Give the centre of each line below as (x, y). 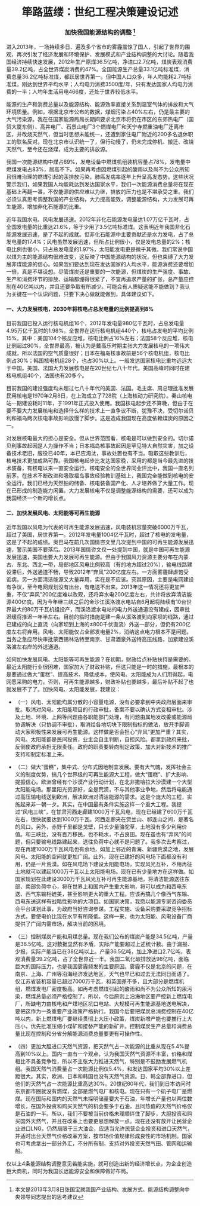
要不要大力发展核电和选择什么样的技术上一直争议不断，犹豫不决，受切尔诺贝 (100, 411)
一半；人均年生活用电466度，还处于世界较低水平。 (79, 91)
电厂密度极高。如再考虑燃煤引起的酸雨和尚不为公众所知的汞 (114, 989)
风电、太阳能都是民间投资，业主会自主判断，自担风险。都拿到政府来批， (103, 739)
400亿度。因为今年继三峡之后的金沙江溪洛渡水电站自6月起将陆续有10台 (99, 602)
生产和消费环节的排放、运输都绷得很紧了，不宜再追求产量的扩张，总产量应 (97, 279)
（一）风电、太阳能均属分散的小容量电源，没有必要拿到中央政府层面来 (101, 702)
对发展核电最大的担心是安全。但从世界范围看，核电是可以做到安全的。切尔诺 (100, 438)
